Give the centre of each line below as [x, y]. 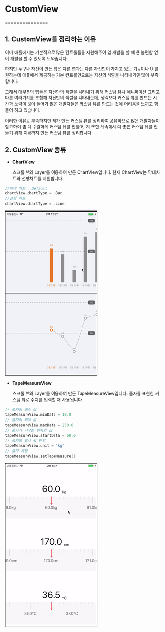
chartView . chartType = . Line [35, 204]
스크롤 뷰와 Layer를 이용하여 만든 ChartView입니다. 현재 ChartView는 [80, 172]
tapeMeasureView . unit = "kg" [35, 446]
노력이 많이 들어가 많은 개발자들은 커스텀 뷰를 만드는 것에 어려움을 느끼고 [83, 104]
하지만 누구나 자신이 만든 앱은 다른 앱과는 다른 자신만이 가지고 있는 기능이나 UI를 [82, 69]
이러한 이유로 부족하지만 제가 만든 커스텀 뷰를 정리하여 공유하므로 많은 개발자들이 [82, 120]
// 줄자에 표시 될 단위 [25, 441]
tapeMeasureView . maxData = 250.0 [39, 425]
